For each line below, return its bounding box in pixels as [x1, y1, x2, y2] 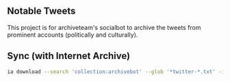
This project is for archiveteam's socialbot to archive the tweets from [7, 23, 201, 31]
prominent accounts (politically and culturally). [7, 30, 138, 39]
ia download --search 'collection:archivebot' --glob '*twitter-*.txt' [7, 68, 216, 75]
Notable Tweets [7, 5, 76, 17]
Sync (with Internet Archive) [7, 50, 131, 62]
